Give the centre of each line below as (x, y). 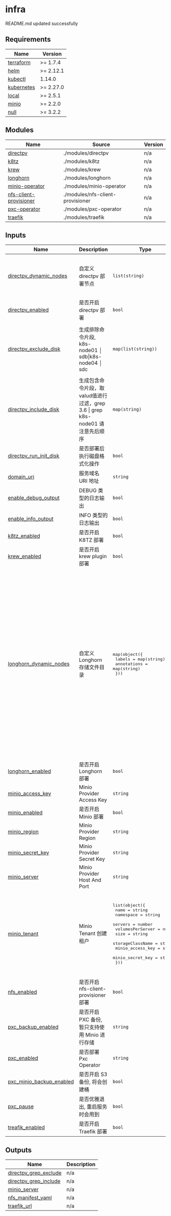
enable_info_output (31, 519)
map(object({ (128, 654)
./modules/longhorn (87, 178)
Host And (90, 880)
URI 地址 (89, 481)
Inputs (16, 235)
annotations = (132, 664)
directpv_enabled (28, 310)
